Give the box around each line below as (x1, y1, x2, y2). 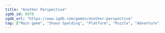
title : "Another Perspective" (5, 7, 67, 12)
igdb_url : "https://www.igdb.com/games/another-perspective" (5, 16, 133, 21)
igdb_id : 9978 (5, 12, 34, 16)
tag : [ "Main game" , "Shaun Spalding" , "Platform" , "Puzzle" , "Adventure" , (5, 20, 162, 26)
